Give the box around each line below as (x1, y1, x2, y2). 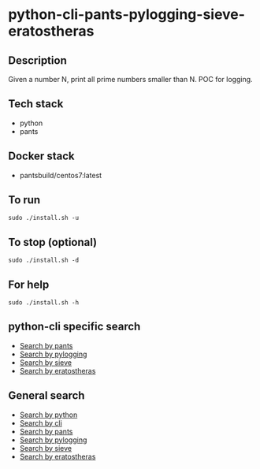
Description (8, 54, 67, 67)
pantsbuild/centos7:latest (19, 170, 102, 180)
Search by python (19, 410, 78, 419)
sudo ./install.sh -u (8, 214, 80, 222)
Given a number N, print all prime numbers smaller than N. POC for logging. (8, 75, 254, 84)
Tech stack (8, 97, 64, 111)
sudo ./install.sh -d (8, 256, 80, 265)
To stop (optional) (8, 235, 97, 249)
